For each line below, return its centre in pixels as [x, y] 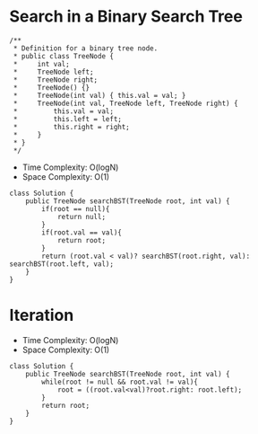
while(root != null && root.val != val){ [120, 382]
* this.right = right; [71, 127]
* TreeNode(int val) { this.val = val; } [99, 95]
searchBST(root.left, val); [62, 264]
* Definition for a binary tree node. [86, 48]
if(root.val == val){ [82, 232]
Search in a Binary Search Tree [126, 17]
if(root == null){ [76, 208]
